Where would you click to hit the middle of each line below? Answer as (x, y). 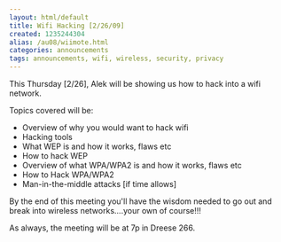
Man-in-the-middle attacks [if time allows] (99, 184)
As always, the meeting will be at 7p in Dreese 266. (102, 228)
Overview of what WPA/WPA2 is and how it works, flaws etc (132, 165)
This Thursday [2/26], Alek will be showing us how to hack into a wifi (135, 84)
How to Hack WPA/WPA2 (68, 175)
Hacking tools (47, 137)
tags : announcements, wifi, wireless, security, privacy (117, 59)
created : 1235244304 (47, 34)
